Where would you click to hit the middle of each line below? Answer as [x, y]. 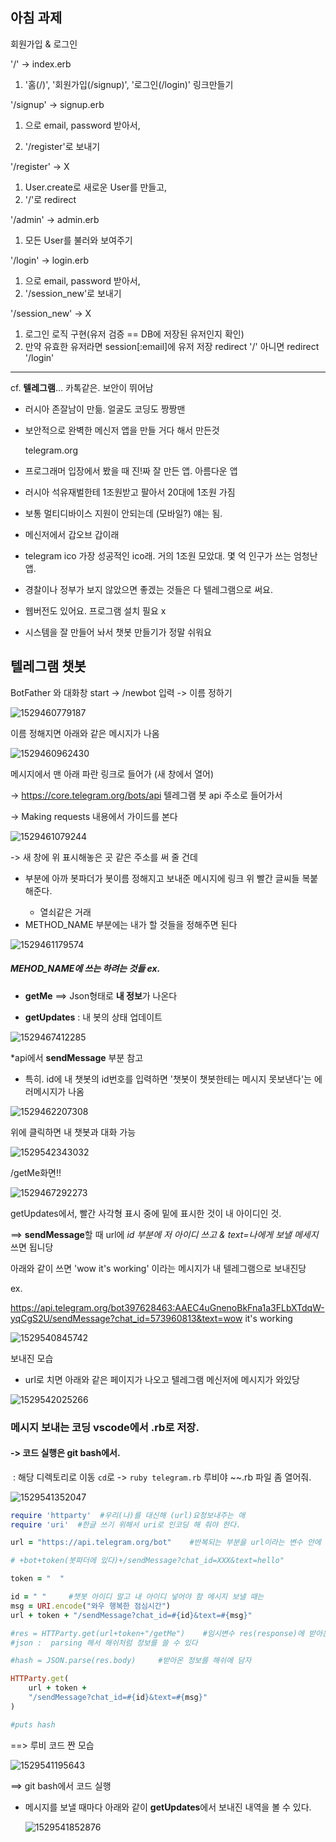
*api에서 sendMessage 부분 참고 [77, 1057]
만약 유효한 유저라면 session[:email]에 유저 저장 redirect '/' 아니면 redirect [172, 346]
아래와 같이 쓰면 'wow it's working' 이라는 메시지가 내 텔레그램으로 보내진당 [158, 1268]
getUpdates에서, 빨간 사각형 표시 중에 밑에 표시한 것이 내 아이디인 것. [146, 1213]
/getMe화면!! [36, 1172]
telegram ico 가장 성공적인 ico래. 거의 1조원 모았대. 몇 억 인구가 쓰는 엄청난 [171, 555]
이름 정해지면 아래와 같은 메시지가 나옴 [85, 733]
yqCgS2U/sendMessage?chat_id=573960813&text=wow [126, 1318]
